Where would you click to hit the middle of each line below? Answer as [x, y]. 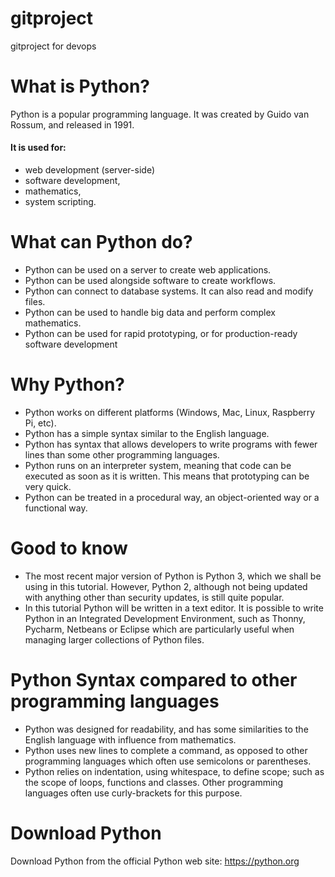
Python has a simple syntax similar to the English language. [147, 433]
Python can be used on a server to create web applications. [148, 270]
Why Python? [67, 384]
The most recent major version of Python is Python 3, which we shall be [173, 576]
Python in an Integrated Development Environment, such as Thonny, [165, 618]
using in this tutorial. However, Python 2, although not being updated [166, 586]
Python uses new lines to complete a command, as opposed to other [166, 750]
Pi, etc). [40, 423]
